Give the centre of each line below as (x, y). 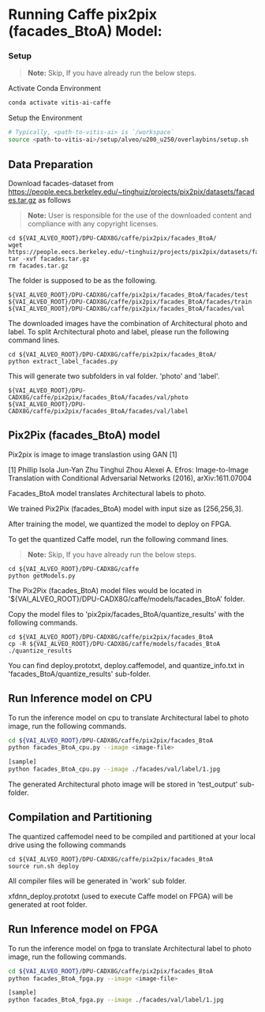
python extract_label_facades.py (63, 361)
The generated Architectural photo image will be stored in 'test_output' (123, 784)
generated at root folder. (48, 904)
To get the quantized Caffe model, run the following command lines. (118, 539)
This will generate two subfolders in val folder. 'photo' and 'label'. (114, 375)
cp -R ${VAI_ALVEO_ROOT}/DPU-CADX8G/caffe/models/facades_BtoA (114, 644)
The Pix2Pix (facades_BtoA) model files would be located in (105, 590)
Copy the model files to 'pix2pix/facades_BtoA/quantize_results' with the (126, 614)
